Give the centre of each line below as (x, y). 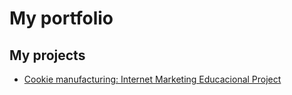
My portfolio (61, 18)
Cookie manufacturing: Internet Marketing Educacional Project (152, 79)
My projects (47, 55)
